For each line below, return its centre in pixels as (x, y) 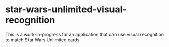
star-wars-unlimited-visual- (66, 9)
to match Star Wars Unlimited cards (43, 40)
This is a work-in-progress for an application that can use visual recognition (85, 34)
